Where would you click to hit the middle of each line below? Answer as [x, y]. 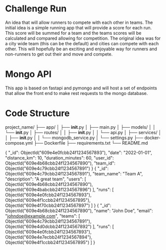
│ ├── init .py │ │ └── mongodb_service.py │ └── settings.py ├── [74, 138]
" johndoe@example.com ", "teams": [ [43, 216]
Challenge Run [36, 9]
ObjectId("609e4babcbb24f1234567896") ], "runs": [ [59, 189]
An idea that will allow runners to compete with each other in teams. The [79, 22]
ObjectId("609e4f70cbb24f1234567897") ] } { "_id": [58, 205]
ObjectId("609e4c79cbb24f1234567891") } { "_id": [57, 168]
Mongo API [28, 74]
